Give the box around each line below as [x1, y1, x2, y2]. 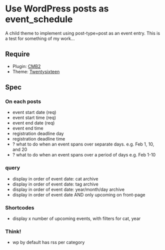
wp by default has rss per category [12, 239, 85, 245]
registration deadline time [12, 136, 65, 142]
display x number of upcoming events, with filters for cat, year [12, 215, 141, 221]
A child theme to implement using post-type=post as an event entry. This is [5, 30, 160, 36]
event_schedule [5, 13, 73, 25]
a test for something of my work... [5, 35, 75, 41]
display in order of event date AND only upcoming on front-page [12, 191, 145, 197]
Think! [5, 228, 21, 235]
